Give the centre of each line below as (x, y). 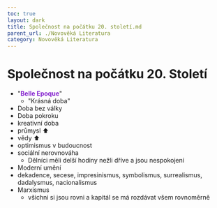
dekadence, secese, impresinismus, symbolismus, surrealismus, (110, 175)
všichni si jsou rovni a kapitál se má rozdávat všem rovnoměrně (119, 198)
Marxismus (33, 190)
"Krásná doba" (49, 101)
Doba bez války (40, 108)
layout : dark (26, 20)
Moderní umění (39, 168)
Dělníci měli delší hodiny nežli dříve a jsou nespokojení (106, 161)
